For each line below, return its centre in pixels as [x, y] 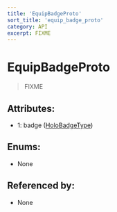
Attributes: [31, 108]
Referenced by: [41, 186]
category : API [28, 26]
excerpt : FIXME [29, 33]
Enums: [24, 147]
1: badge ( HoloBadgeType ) [55, 125]
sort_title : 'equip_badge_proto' [55, 20]
